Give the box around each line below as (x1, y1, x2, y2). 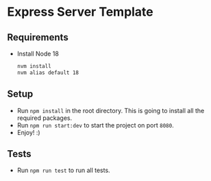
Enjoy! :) (16, 128, 40, 136)
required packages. (16, 114, 73, 122)
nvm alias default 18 (16, 69, 79, 76)
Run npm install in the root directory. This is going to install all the (16, 106, 205, 114)
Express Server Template (7, 4, 154, 20)
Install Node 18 (16, 49, 60, 58)
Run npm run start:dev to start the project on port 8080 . (16, 121, 174, 129)
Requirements (7, 32, 69, 43)
